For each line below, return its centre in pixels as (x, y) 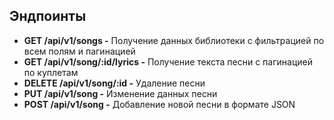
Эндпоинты (48, 16)
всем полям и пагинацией (79, 51)
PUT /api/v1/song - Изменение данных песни (120, 93)
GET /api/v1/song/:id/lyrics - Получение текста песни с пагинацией (168, 61)
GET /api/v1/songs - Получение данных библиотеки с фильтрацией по (174, 40)
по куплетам (51, 72)
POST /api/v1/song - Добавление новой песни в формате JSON (159, 104)
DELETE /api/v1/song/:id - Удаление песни (114, 83)
